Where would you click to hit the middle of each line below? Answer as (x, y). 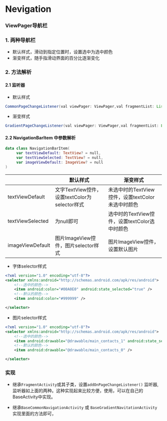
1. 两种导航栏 (20, 40)
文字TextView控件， (78, 190)
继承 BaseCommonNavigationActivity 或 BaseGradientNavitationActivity (85, 408)
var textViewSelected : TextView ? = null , (60, 158)
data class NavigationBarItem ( (38, 148)
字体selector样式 (30, 266)
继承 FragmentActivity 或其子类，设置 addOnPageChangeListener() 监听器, (85, 385)
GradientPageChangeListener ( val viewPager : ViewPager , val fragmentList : (82, 126)
